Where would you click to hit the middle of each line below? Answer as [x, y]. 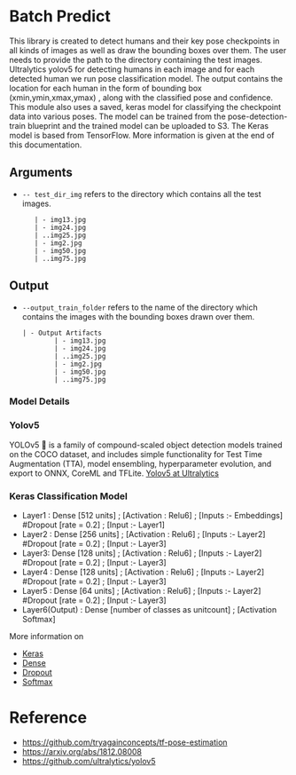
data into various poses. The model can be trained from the [117, 116]
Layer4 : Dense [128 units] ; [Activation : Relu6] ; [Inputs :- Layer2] [143, 572]
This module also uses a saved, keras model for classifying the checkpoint [145, 107]
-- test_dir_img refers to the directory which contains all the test [141, 194]
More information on [47, 637]
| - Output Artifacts [62, 333]
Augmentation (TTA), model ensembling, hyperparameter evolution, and [140, 463]
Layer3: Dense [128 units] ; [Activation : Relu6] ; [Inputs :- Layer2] [142, 553]
